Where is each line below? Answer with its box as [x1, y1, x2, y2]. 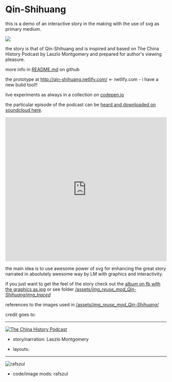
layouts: [12, 346, 30, 352]
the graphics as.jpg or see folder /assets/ [5, 286, 92, 292]
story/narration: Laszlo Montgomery [12, 336, 89, 342]
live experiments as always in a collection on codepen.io [5, 91, 124, 98]
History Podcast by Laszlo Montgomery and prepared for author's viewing [5, 51, 162, 57]
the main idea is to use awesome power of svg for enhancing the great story [5, 265, 166, 271]
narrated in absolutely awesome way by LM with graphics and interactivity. [5, 270, 163, 277]
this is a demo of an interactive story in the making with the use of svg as [5, 20, 160, 27]
